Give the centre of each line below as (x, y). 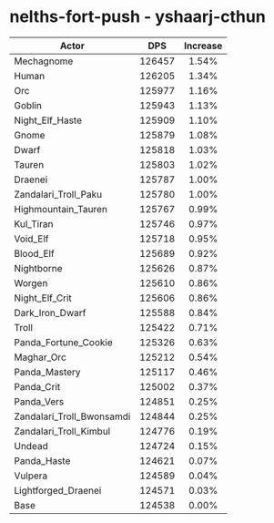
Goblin (28, 105)
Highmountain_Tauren (61, 209)
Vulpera (31, 476)
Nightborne (38, 268)
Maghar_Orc (40, 357)
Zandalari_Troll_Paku (58, 194)
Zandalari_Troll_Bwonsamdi (72, 416)
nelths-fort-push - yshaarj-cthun (137, 17)
